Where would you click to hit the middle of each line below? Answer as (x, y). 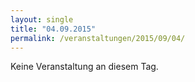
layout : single (42, 19)
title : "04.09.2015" (53, 29)
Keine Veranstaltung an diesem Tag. (84, 67)
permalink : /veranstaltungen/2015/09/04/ (98, 38)
